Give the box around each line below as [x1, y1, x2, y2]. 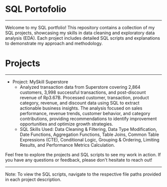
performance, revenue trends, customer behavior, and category [19, 110, 151, 116]
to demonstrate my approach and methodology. [5, 40, 103, 46]
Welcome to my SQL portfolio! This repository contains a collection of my [5, 24, 155, 30]
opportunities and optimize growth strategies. [19, 121, 113, 127]
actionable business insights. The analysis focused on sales [19, 105, 143, 111]
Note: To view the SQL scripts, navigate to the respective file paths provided [5, 171, 162, 177]
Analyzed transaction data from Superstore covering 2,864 [19, 84, 141, 90]
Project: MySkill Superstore [12, 78, 69, 85]
